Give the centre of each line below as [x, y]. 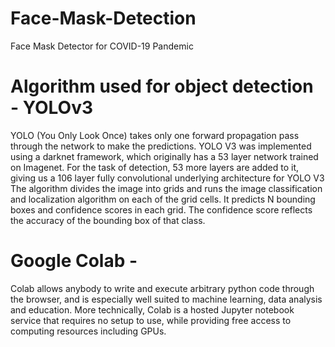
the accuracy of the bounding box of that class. [108, 220]
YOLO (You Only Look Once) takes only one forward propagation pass [155, 135]
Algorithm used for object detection [162, 86]
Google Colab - [74, 261]
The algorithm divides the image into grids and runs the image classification [166, 188]
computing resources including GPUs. [88, 331]
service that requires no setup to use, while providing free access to [151, 320]
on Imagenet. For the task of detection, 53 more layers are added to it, [155, 167]
